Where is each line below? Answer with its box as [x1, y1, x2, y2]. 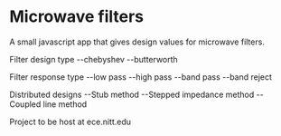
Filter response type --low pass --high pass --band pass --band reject [9, 71, 273, 83]
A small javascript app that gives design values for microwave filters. [9, 36, 265, 47]
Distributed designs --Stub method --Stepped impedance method [9, 89, 255, 100]
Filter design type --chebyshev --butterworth [9, 53, 178, 64]
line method [42, 98, 88, 110]
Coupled [9, 98, 42, 110]
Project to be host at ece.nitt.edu [9, 116, 132, 127]
